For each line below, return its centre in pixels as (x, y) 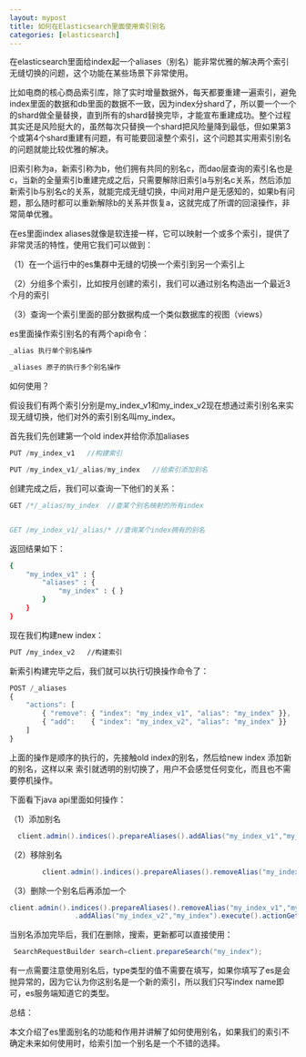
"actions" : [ (51, 705)
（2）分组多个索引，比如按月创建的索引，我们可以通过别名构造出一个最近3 (150, 284)
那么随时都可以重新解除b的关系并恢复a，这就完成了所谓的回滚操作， (153, 203)
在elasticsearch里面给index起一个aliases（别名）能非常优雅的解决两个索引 (149, 62)
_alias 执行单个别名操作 (51, 351)
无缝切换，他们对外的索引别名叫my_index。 (98, 417)
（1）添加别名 (35, 818)
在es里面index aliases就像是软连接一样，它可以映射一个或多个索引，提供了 (150, 234)
